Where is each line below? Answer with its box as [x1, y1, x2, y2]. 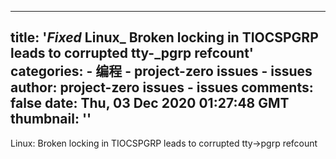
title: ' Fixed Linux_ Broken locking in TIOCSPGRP [10, 29, 319, 46]
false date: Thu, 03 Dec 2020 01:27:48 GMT [10, 95, 290, 112]
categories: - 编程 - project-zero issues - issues [10, 63, 313, 80]
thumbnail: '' [10, 111, 92, 128]
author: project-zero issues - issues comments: [10, 79, 314, 96]
